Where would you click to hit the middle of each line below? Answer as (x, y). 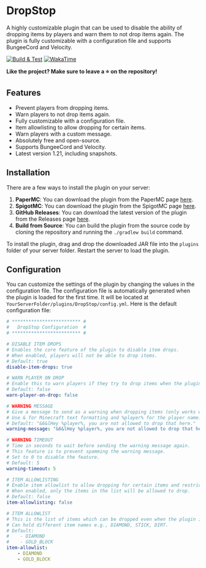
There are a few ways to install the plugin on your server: (78, 187)
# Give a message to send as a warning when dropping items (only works (101, 412)
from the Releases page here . (52, 219)
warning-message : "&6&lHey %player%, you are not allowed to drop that (100, 429)
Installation (28, 173)
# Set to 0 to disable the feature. (53, 457)
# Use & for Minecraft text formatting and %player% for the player (96, 418)
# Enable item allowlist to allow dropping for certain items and (93, 485)
